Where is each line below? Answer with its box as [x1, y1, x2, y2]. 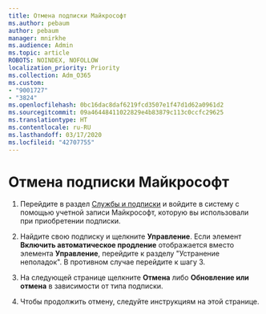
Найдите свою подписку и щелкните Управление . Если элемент [19, 231, 242, 241]
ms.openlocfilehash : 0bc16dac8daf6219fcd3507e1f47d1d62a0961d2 [8, 101, 224, 109]
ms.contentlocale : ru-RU [8, 123, 91, 131]
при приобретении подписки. [19, 216, 122, 226]
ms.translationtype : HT [8, 116, 88, 124]
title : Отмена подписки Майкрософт [8, 11, 127, 20]
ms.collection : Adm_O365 [8, 71, 91, 79]
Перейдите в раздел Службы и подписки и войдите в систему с [19, 199, 240, 209]
